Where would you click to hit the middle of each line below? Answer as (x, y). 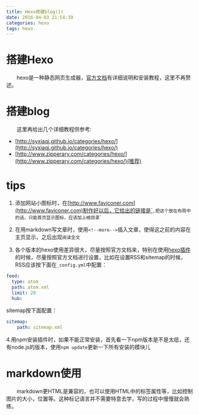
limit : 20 (24, 293)
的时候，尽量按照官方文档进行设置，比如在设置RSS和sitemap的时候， (100, 258)
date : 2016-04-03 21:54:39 (40, 17)
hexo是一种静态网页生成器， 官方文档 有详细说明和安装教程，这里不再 (101, 78)
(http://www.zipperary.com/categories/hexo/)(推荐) (78, 161)
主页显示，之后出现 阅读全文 (48, 237)
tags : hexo (20, 28)
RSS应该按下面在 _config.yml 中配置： (61, 265)
